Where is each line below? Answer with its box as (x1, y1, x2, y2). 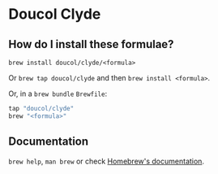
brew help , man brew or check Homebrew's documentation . (8, 156, 205, 166)
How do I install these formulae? (8, 37, 174, 51)
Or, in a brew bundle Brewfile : (8, 89, 108, 98)
